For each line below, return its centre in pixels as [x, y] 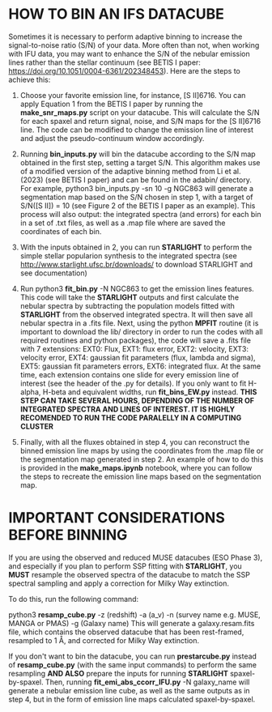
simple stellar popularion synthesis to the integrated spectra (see [128, 255]
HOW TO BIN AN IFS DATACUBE [117, 14]
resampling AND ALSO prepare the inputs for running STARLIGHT [119, 673]
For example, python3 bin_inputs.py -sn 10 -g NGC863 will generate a [136, 188]
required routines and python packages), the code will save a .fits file [135, 340]
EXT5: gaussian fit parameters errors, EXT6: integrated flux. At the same [140, 366]
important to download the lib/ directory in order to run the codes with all [141, 331]
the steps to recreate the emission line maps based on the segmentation [140, 476]
